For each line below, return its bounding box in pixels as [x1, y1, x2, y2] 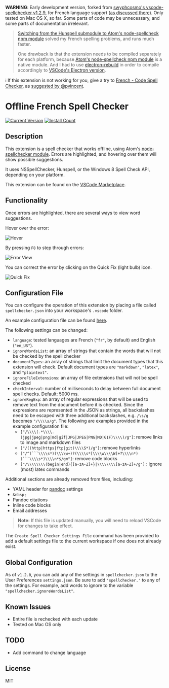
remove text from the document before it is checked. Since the [12, 402, 143, 408]
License [5, 664, 31, 673]
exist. [5, 543, 17, 549]
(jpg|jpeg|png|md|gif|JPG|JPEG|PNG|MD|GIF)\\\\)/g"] [20, 435, 134, 440]
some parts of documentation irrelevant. [5, 20, 90, 26]
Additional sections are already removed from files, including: [5, 476, 133, 483]
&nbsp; [12, 492, 27, 498]
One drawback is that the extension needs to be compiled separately [17, 51, 161, 57]
